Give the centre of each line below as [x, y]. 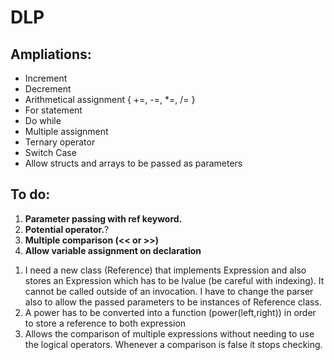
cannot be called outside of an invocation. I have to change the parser [169, 291]
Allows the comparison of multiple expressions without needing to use [169, 333]
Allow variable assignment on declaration [113, 250]
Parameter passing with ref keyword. [103, 218]
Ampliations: [51, 54]
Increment [46, 78]
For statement [53, 110]
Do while [43, 120]
